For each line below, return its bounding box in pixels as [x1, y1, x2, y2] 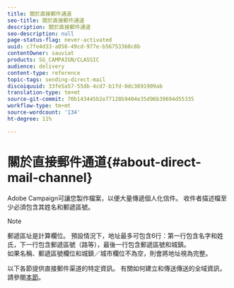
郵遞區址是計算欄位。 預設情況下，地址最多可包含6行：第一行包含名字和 [7, 231, 218, 240]
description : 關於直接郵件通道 [7, 23, 91, 30]
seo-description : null [7, 30, 74, 37]
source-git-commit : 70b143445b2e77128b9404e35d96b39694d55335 [7, 96, 194, 103]
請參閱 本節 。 [7, 272, 45, 281]
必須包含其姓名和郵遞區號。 [13, 203, 94, 211]
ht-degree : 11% [7, 115, 52, 122]
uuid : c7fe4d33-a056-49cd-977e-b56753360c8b [7, 43, 141, 50]
